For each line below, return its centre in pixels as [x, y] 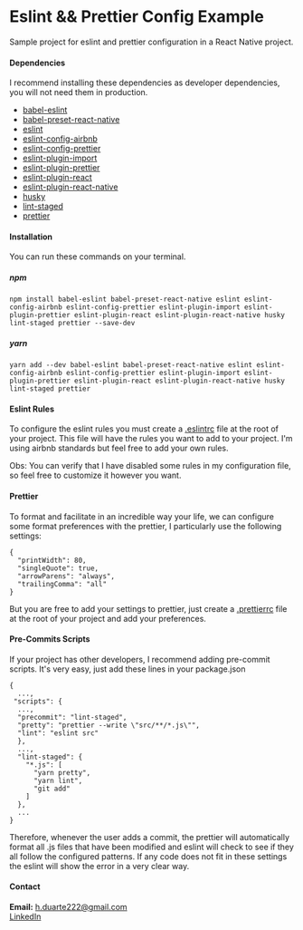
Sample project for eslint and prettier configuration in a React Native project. [151, 42]
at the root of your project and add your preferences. [108, 618]
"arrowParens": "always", [66, 576]
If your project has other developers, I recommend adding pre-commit [140, 659]
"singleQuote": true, [58, 568]
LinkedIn [25, 916]
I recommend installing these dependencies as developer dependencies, [145, 82]
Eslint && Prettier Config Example [137, 17]
